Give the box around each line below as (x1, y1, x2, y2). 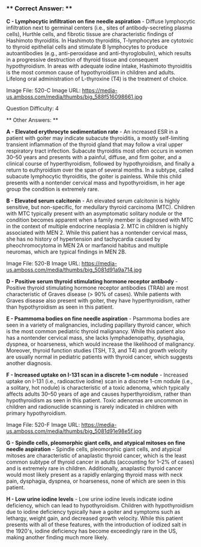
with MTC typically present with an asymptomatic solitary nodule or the (6, 210, 183, 217)
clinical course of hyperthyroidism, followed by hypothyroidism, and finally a (6, 160, 195, 168)
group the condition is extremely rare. (6, 186, 100, 193)
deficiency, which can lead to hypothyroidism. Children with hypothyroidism (6, 502, 194, 509)
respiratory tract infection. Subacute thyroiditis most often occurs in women (6, 147, 194, 154)
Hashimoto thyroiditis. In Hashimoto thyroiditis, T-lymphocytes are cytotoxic (6, 37, 194, 44)
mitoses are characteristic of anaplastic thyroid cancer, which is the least (6, 452, 187, 459)
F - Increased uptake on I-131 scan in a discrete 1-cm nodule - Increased (6, 371, 188, 379)
